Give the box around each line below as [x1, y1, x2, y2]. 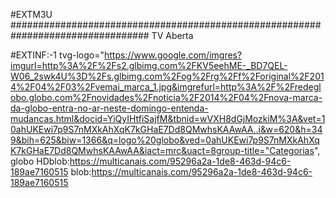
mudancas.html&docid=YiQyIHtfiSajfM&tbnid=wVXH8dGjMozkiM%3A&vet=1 [10, 113, 326, 124]
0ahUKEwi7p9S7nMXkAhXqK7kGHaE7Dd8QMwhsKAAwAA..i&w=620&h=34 [10, 124, 323, 135]
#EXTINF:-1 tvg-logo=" [10, 49, 105, 61]
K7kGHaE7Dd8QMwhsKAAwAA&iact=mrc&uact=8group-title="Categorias [10, 145, 315, 156]
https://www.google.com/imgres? [104, 49, 243, 61]
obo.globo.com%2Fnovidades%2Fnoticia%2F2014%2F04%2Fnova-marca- [10, 92, 323, 103]
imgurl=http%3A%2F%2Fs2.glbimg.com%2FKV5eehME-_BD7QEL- [10, 60, 288, 71]
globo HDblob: [10, 155, 70, 167]
